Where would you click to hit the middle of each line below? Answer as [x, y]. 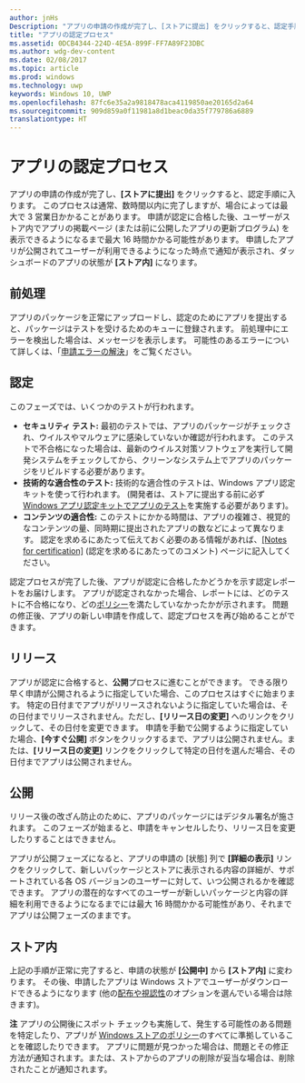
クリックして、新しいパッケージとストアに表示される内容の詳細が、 [152, 870]
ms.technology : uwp [46, 85]
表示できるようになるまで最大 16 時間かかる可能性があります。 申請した [144, 240]
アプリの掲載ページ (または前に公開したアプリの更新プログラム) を [165, 228]
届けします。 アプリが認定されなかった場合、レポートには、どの [153, 593]
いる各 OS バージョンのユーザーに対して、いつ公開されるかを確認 [172, 881]
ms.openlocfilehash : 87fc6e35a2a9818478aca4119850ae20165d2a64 [132, 102]
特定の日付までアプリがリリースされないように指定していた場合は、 [154, 705]
